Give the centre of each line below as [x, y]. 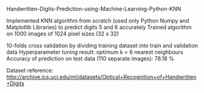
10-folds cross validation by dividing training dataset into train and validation [102, 46]
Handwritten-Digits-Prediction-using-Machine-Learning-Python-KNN [94, 9]
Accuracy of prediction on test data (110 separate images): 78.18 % [90, 58]
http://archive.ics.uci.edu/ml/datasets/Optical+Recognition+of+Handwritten [101, 77]
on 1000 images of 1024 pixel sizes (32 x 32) [63, 34]
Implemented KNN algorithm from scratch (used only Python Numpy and [98, 20]
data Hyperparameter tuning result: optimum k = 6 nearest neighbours [95, 52]
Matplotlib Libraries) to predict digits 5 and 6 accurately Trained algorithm [99, 27]
